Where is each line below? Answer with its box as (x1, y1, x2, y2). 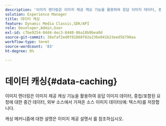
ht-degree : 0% (5, 48, 35, 53)
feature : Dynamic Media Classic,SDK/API (5, 21, 90, 26)
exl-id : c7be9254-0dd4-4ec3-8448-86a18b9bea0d (5, 30, 103, 35)
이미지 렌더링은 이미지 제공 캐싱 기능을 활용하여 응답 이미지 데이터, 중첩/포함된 (5, 93, 156, 99)
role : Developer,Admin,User (5, 26, 63, 31)
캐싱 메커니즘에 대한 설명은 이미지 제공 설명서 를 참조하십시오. (5, 116, 124, 122)
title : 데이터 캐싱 (5, 16, 40, 21)
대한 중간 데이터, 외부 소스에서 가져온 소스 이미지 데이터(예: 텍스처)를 (14, 99, 147, 105)
